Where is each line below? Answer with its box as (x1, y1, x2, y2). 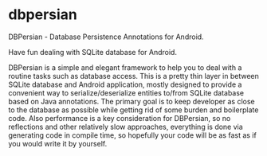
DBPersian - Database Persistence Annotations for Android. (8, 32, 205, 41)
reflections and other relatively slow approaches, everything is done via (8, 122, 243, 131)
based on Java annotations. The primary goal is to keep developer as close (8, 96, 255, 106)
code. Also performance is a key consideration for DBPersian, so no (8, 113, 231, 123)
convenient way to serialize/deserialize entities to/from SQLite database (8, 88, 245, 97)
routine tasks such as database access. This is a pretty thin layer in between (8, 71, 259, 80)
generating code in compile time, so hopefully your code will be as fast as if (8, 130, 257, 140)
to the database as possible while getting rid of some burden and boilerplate (8, 105, 259, 115)
